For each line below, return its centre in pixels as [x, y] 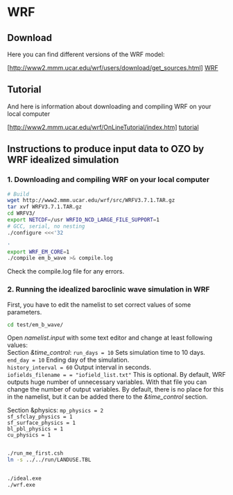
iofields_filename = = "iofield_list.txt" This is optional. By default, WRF [116, 375]
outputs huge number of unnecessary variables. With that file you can [107, 382]
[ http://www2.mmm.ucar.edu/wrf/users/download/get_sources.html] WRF [113, 68]
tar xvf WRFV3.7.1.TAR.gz [44, 207]
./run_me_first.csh [35, 453]
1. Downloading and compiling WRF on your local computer [109, 180]
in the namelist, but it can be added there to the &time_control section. [107, 397]
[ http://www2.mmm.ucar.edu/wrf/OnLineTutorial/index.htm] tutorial [103, 127]
